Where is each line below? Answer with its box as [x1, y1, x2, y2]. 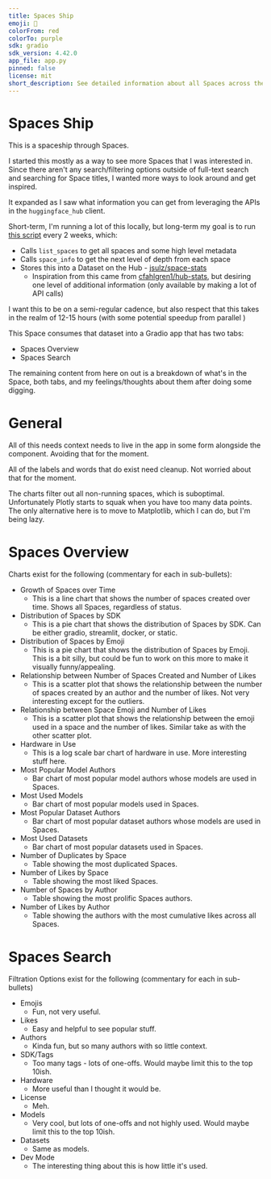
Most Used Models [19, 791, 83, 801]
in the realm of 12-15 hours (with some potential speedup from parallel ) [8, 313, 246, 323]
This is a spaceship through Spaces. [8, 140, 129, 150]
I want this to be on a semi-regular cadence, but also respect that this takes [8, 304, 260, 315]
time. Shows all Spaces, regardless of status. [31, 602, 182, 612]
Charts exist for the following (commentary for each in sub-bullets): [8, 569, 232, 579]
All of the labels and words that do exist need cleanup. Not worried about [8, 465, 252, 474]
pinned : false [8, 65, 56, 73]
